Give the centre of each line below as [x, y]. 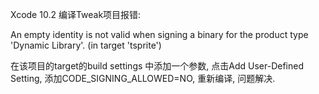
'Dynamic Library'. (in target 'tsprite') [86, 45]
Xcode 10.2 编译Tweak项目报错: [76, 14]
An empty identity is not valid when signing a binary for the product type [159, 34]
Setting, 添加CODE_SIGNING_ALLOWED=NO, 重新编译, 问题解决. [143, 78]
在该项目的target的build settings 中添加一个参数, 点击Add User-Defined [157, 66]
